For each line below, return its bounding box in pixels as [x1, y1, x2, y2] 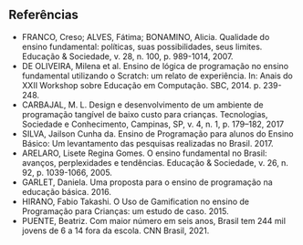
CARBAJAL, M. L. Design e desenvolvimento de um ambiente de [21, 99, 264, 110]
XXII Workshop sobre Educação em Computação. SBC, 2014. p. [21, 79, 262, 90]
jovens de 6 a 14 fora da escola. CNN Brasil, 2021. [21, 225, 210, 236]
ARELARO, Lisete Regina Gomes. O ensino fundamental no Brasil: [21, 148, 267, 158]
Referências [8, 7, 79, 23]
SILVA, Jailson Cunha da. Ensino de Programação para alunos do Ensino [21, 128, 294, 139]
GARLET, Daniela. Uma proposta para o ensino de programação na [21, 177, 273, 188]
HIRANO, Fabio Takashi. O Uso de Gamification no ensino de [21, 196, 250, 207]
